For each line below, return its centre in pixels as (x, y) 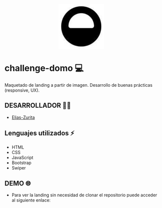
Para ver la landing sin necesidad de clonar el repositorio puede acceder (84, 195)
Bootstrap (21, 163)
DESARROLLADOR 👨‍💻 (38, 105)
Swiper (19, 168)
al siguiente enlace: (31, 200)
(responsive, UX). (22, 90)
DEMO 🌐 (18, 183)
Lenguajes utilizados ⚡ (40, 133)
